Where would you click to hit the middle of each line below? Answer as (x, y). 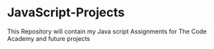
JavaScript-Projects (66, 13)
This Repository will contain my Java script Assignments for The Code (107, 31)
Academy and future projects (49, 38)
